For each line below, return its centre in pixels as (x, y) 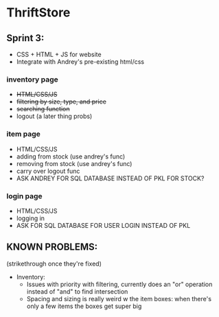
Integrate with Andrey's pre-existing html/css (80, 62)
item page (23, 134)
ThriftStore (38, 13)
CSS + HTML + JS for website (59, 54)
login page (24, 196)
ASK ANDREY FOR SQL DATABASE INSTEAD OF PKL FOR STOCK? (110, 178)
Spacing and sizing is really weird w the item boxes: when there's (119, 298)
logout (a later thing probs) (54, 116)
